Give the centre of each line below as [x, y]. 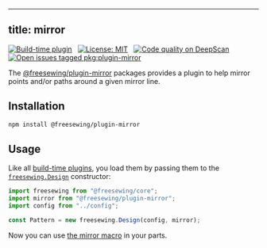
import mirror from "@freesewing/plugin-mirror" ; [92, 199]
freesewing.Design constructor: [60, 177]
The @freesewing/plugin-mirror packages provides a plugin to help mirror [129, 73]
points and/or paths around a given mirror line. [84, 81]
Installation [37, 107]
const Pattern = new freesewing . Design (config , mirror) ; [104, 220]
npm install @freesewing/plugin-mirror [74, 124]
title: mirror [37, 30]
